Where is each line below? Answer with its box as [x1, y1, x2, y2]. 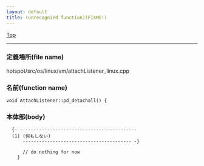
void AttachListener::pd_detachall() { [6, 98, 107, 104]
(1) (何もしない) [12, 133, 51, 139]
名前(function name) [6, 83, 68, 91]
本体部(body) [6, 113, 46, 121]
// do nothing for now [22, 149, 80, 155]
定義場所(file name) [6, 53, 64, 61]
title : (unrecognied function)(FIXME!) [6, 15, 107, 21]
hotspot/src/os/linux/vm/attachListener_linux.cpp [6, 67, 129, 75]
